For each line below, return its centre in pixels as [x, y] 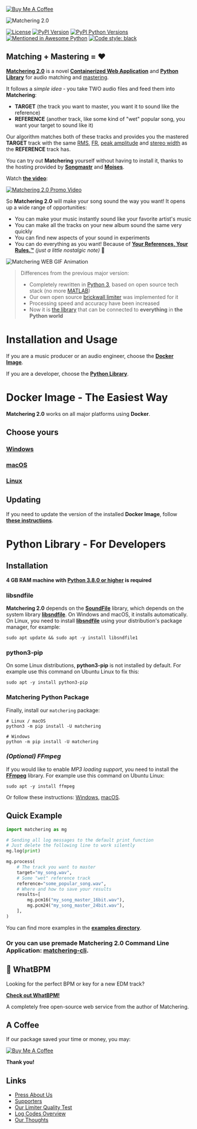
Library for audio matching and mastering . [57, 77]
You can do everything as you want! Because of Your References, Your [101, 244]
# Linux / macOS [26, 721]
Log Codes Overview [40, 1114]
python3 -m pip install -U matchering [54, 726]
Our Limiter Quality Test [43, 1107]
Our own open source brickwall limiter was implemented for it [104, 297]
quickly [24, 231]
